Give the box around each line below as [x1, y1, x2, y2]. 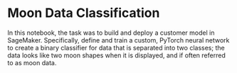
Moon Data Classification [7, 5, 160, 21]
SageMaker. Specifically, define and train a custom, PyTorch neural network [7, 35, 230, 44]
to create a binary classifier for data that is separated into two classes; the [7, 43, 226, 52]
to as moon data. [7, 58, 57, 67]
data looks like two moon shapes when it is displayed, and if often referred [7, 51, 226, 60]
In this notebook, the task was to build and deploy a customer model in [7, 28, 215, 37]
